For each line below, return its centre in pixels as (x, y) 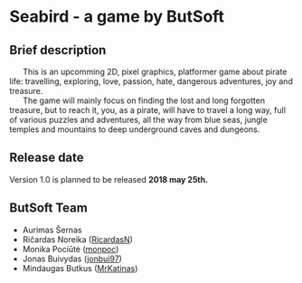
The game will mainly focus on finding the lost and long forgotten (143, 100)
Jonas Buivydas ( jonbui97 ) (72, 259)
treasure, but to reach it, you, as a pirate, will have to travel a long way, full (148, 110)
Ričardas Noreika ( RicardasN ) (78, 239)
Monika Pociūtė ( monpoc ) (71, 249)
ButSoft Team (48, 208)
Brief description (58, 50)
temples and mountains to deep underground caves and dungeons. (135, 129)
